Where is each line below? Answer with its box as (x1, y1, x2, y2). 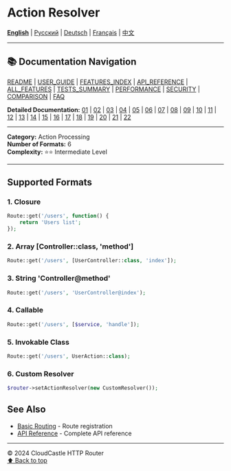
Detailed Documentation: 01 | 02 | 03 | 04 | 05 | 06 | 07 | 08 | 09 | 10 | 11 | (7, 105, 217, 114)
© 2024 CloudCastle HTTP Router (7, 448, 104, 457)
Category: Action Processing (7, 133, 91, 141)
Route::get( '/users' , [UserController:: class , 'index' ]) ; (7, 257, 177, 264)
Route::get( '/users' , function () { (7, 213, 109, 220)
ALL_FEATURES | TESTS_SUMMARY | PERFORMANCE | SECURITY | (7, 84, 201, 93)
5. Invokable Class (7, 337, 70, 347)
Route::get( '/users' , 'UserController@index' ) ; (7, 289, 146, 296)
